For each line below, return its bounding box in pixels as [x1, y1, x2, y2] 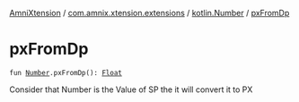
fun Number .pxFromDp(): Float [9, 68, 123, 77]
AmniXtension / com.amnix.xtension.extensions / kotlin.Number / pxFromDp [9, 8, 290, 18]
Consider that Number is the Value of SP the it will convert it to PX [9, 84, 253, 95]
